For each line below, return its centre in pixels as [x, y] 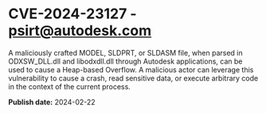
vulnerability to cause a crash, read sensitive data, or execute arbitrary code [133, 78]
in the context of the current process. [70, 86]
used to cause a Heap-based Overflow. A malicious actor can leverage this [131, 69]
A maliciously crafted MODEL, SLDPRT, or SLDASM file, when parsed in [125, 53]
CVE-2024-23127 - [72, 14]
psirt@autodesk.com [80, 31]
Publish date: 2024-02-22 [52, 102]
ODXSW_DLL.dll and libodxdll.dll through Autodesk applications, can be [125, 61]
